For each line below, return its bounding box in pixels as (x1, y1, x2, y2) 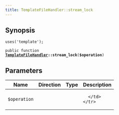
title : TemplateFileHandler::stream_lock (5, 7, 93, 13)
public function (5, 48, 39, 53)
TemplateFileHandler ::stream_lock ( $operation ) (5, 52, 104, 58)
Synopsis (5, 26, 35, 35)
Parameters (5, 66, 43, 75)
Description (82, 81, 112, 88)
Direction (38, 81, 61, 88)
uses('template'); (5, 39, 44, 44)
